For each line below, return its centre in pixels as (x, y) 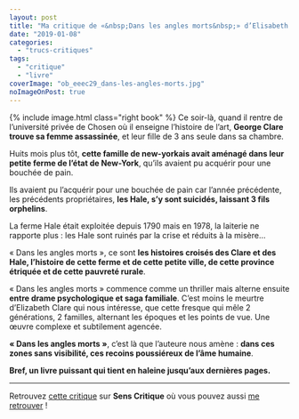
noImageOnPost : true (48, 92)
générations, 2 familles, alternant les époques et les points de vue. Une (140, 317)
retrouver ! (28, 405)
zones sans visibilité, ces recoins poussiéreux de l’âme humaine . (131, 353)
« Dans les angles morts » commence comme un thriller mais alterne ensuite (149, 288)
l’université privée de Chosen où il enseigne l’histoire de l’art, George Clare (146, 126)
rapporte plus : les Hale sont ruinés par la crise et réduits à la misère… (137, 235)
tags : (19, 59)
